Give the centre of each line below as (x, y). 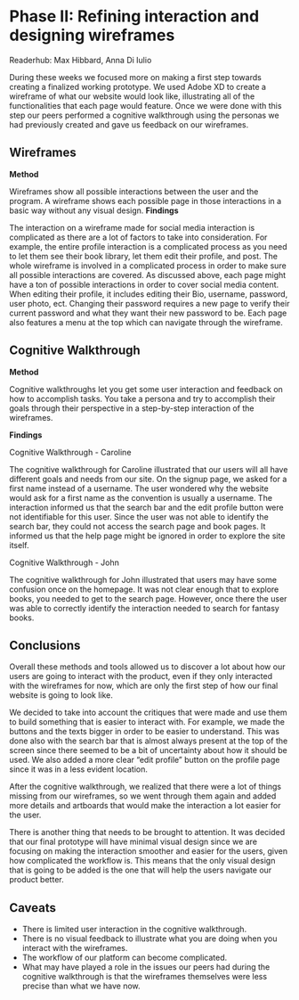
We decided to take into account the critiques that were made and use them (148, 713)
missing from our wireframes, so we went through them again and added (143, 796)
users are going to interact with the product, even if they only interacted (141, 676)
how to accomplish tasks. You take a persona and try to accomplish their (142, 398)
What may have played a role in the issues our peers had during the (146, 967)
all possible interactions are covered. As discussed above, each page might (148, 275)
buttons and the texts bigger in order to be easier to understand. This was (145, 732)
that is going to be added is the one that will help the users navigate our (141, 870)
